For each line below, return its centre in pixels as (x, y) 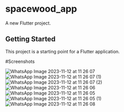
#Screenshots (20, 61)
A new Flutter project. (28, 23)
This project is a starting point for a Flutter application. (63, 51)
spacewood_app (41, 9)
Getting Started (30, 39)
